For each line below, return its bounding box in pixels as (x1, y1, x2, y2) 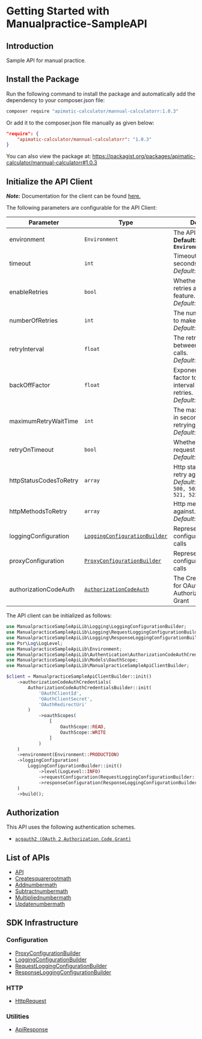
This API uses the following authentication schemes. (6, 823, 136, 830)
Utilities (6, 1012, 29, 1020)
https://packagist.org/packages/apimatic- (92, 153, 196, 160)
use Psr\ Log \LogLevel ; (6, 640, 63, 647)
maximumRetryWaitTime (9, 417, 79, 425)
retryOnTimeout (9, 446, 54, 454)
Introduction (6, 41, 54, 51)
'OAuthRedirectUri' (38, 701, 87, 707)
